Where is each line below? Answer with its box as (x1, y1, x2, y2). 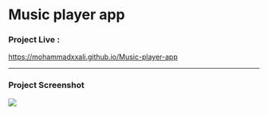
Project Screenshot (8, 80, 85, 91)
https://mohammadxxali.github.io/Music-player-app (8, 52, 178, 61)
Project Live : (8, 34, 60, 46)
